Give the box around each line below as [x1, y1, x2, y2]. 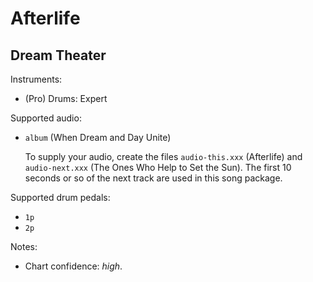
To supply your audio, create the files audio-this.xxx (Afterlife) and [24, 151, 303, 162]
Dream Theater [10, 47, 107, 64]
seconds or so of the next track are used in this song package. [24, 172, 283, 184]
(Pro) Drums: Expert [24, 93, 108, 104]
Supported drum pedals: [10, 192, 111, 203]
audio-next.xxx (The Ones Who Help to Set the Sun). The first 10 [24, 162, 292, 173]
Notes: [10, 241, 38, 252]
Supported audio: [10, 112, 82, 124]
